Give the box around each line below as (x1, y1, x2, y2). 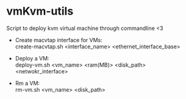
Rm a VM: (15, 79, 40, 87)
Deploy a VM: (15, 54, 50, 62)
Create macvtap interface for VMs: (15, 36, 102, 43)
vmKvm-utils (6, 4, 74, 18)
